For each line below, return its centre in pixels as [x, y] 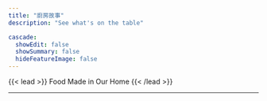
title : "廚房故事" [37, 15]
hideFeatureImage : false [56, 59]
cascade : [23, 37]
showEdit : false [42, 44]
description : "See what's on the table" [76, 23]
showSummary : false [48, 52]
